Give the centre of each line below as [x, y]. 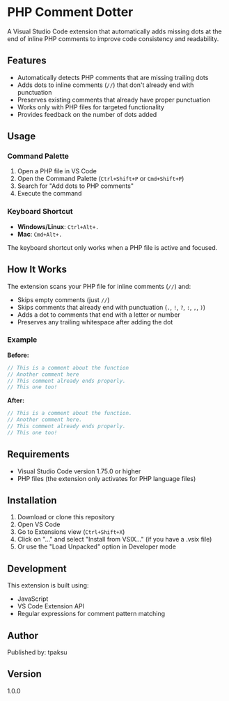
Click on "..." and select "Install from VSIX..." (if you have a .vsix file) [114, 539]
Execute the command [49, 194]
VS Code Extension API [51, 606]
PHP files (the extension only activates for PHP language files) [106, 478]
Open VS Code [39, 525]
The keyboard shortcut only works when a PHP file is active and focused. [112, 247]
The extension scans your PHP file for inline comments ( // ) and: [99, 286]
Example [22, 340]
